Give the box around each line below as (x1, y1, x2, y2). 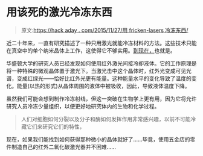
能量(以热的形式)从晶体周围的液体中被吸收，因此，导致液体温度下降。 (16, 82, 190, 89)
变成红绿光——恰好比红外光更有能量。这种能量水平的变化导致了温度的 (16, 75, 192, 82)
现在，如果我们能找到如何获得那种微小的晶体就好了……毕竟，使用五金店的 (6, 136, 190, 143)
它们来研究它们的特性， (26, 123, 85, 130)
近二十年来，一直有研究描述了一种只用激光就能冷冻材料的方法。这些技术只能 (6, 39, 197, 46)
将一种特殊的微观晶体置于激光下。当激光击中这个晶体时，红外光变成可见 (6, 67, 186, 74)
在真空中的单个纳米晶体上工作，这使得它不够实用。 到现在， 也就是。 (6, 46, 176, 54)
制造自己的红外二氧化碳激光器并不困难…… (11, 143, 117, 151)
